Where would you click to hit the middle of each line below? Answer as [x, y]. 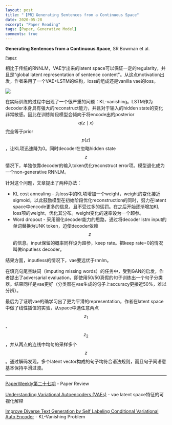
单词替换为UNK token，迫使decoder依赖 [55, 226]
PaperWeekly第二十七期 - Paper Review [47, 383]
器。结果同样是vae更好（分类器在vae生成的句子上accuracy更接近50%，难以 [86, 284]
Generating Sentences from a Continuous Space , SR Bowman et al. [78, 49]
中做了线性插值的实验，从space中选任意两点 [52, 308]
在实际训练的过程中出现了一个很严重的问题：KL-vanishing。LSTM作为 [79, 101]
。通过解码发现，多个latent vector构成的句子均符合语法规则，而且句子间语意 [86, 361]
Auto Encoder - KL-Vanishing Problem [45, 416]
